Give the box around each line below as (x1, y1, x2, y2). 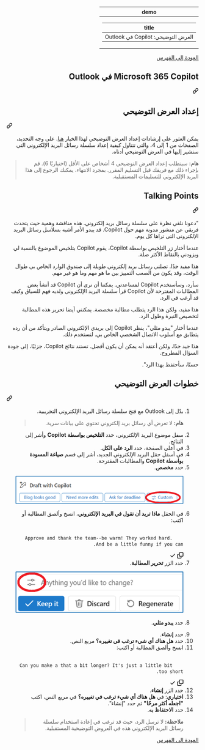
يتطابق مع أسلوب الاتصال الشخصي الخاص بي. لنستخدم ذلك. (62, 330, 199, 338)
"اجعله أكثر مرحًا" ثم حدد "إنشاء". (107, 700, 184, 707)
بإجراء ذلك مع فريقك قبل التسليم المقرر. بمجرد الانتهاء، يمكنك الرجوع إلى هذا (25, 166, 199, 174)
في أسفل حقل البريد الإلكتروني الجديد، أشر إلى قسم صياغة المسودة (29, 450, 184, 458)
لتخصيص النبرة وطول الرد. (139, 312, 199, 319)
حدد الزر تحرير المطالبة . (129, 559, 184, 566)
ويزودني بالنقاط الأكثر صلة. (138, 250, 199, 258)
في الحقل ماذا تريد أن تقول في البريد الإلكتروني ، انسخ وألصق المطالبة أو (21, 510, 184, 518)
